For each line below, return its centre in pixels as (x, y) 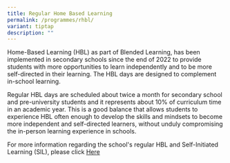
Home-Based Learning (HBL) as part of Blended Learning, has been (104, 52)
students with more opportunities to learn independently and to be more (110, 67)
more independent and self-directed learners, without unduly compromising (115, 124)
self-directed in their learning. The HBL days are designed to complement (112, 74)
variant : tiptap (30, 26)
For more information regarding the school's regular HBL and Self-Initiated (113, 144)
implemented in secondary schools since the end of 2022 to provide (104, 60)
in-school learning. (34, 81)
